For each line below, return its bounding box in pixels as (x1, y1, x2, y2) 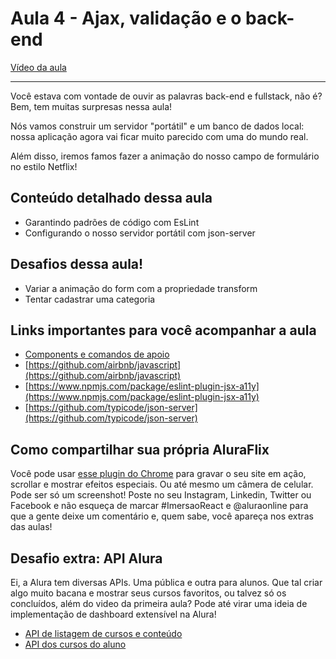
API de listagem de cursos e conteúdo (24, 628, 183, 639)
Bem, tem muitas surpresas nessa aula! (10, 100, 173, 112)
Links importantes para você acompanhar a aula (10, 322, 317, 339)
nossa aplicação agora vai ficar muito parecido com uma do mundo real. (10, 130, 309, 142)
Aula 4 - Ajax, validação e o (10, 7, 242, 30)
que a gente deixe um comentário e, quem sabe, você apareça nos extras (10, 510, 314, 522)
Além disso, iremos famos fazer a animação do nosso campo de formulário (10, 150, 320, 162)
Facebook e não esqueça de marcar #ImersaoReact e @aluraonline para (10, 500, 309, 512)
